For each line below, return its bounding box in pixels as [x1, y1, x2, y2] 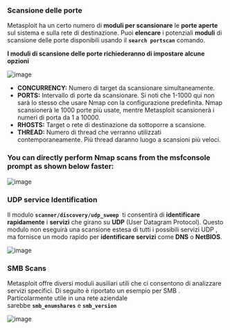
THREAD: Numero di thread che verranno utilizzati [17, 128, 161, 137]
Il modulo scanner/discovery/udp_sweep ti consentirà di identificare [7, 211, 201, 219]
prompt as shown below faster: [7, 162, 114, 172]
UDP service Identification [7, 195, 98, 204]
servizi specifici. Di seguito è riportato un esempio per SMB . [7, 287, 180, 295]
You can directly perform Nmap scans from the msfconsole [7, 153, 211, 163]
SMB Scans [7, 263, 46, 273]
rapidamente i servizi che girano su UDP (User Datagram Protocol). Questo [7, 217, 224, 226]
